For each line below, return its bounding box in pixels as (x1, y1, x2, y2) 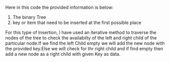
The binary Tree (12, 14, 47, 20)
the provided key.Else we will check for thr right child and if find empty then (5, 46, 163, 51)
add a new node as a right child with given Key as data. (5, 51, 121, 57)
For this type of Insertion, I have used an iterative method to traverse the (5, 29, 157, 35)
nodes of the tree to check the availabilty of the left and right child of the (5, 35, 157, 41)
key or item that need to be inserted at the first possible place (12, 20, 142, 25)
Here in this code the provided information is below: (5, 5, 114, 10)
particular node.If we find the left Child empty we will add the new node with (5, 40, 165, 46)
